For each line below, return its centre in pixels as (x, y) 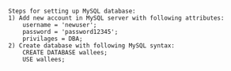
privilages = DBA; (53, 39)
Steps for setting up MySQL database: (72, 11)
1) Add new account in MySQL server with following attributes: (116, 18)
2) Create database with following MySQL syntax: (92, 46)
